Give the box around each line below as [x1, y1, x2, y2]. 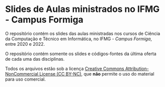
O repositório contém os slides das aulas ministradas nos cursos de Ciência [5, 30, 161, 36]
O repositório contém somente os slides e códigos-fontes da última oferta [5, 51, 157, 57]
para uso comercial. [5, 76, 46, 82]
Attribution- [125, 66, 149, 72]
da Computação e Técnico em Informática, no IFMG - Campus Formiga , [5, 36, 153, 42]
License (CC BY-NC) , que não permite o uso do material [39, 71, 155, 77]
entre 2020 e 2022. [5, 41, 45, 47]
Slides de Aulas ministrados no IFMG [5, 3, 160, 15]
